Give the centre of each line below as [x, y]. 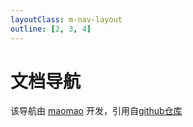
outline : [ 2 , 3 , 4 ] [51, 29]
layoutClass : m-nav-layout [66, 19]
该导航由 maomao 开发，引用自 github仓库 [96, 111]
